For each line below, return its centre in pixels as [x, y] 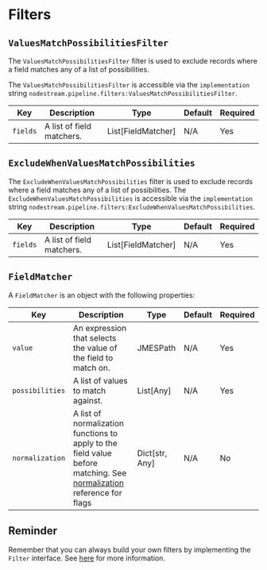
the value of [95, 348]
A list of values [101, 380]
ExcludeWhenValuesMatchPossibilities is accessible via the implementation [130, 198]
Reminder [33, 531]
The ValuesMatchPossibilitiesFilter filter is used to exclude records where [133, 61]
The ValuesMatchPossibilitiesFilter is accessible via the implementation [129, 85]
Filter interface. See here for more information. [87, 558]
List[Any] [154, 391]
